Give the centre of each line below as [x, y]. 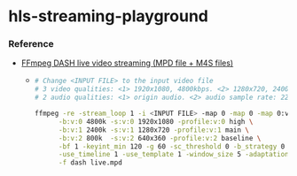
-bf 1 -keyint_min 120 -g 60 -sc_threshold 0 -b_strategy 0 [172, 146]
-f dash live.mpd [90, 163]
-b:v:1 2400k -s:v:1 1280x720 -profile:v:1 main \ [154, 130]
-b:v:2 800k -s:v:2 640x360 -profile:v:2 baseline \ [160, 138]
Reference [31, 44]
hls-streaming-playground [109, 16]
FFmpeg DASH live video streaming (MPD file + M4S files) [127, 63]
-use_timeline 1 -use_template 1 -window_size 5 [149, 155]
